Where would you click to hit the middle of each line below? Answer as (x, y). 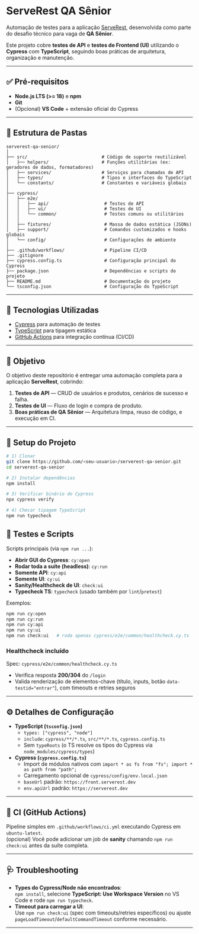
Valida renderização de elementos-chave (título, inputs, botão (90, 682)
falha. (22, 399)
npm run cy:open (26, 614)
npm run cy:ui (24, 630)
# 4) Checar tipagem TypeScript (46, 511)
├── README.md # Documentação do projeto (88, 281)
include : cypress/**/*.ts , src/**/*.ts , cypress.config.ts (94, 739)
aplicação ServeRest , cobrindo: (45, 382)
